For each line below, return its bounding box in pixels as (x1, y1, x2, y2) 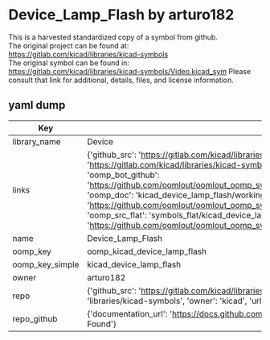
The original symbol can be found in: (8, 58, 130, 68)
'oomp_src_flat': (87, 209, 147, 221)
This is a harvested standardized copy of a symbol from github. (8, 32, 219, 42)
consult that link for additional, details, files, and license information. (8, 75, 235, 85)
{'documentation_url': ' (87, 308, 173, 319)
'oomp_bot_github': (87, 169, 160, 180)
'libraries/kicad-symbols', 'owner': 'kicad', (87, 295, 247, 306)
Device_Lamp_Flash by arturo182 (8, 6, 235, 24)
